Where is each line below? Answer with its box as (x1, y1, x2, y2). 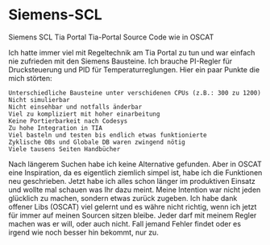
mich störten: (8, 73, 52, 83)
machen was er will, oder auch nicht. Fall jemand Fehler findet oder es (8, 218, 242, 228)
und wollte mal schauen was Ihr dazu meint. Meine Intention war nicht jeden (8, 185, 261, 194)
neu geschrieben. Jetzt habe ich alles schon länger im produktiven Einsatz (8, 176, 255, 186)
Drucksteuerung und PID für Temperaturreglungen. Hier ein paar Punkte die (8, 64, 260, 74)
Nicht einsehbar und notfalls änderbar (8, 103, 143, 111)
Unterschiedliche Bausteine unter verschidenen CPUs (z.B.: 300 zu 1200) (8, 88, 262, 97)
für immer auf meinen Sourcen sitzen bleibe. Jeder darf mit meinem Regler (8, 210, 257, 220)
